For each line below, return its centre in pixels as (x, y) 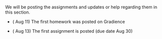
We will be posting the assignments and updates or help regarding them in (81, 7)
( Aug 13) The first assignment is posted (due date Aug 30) (73, 31)
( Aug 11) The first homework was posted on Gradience (69, 22)
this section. (18, 12)
